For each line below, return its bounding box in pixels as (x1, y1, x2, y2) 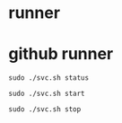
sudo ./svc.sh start (8, 89, 86, 99)
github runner (8, 44, 114, 65)
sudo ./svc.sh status (8, 74, 90, 83)
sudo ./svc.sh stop (8, 105, 82, 114)
